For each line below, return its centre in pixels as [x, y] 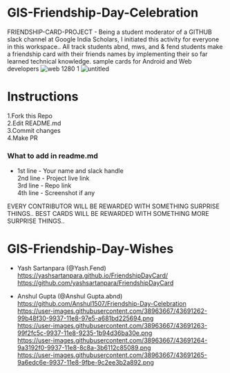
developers [23, 69]
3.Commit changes [34, 130]
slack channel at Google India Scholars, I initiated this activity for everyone [113, 39]
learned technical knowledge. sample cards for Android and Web [99, 61]
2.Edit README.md [34, 123]
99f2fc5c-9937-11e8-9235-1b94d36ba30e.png [85, 333]
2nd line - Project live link [53, 179]
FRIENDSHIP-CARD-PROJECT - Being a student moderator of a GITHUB [109, 32]
